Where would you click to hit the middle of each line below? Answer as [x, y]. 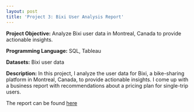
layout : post [22, 11]
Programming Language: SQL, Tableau [53, 50]
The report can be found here [42, 103]
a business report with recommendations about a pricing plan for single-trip [97, 85]
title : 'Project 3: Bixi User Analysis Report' [65, 17]
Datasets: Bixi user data [35, 62]
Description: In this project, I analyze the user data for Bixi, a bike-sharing [95, 73]
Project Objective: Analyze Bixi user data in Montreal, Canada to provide [94, 33]
